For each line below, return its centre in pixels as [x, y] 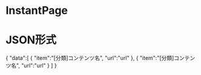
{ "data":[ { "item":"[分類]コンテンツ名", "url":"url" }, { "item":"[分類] [90, 58]
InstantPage [37, 11]
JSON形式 [31, 40]
